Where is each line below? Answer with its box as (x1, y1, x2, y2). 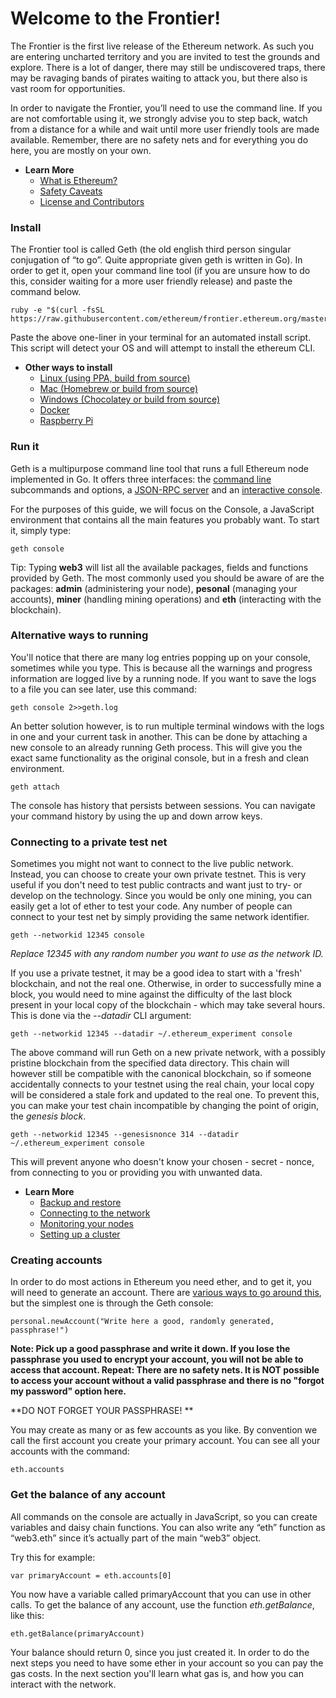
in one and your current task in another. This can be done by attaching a (10, 730, 308, 742)
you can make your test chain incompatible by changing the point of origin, (10, 1100, 320, 1112)
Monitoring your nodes (39, 1218, 134, 1230)
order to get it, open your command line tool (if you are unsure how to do (10, 265, 311, 277)
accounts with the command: (10, 1445, 130, 1457)
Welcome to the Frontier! (10, 7, 221, 30)
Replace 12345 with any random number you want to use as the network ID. (10, 948, 324, 960)
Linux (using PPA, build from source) (39, 372, 191, 384)
